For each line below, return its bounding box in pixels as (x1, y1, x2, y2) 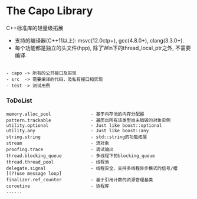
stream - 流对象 (6, 140, 110, 146)
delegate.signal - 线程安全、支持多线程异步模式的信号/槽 (6, 165, 178, 171)
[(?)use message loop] (6, 170, 62, 177)
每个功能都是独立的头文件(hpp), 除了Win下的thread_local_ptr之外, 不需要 (14, 44, 191, 51)
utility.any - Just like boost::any (6, 128, 149, 133)
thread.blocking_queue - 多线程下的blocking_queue (6, 152, 155, 159)
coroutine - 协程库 (6, 183, 110, 189)
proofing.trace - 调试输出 (6, 146, 114, 152)
